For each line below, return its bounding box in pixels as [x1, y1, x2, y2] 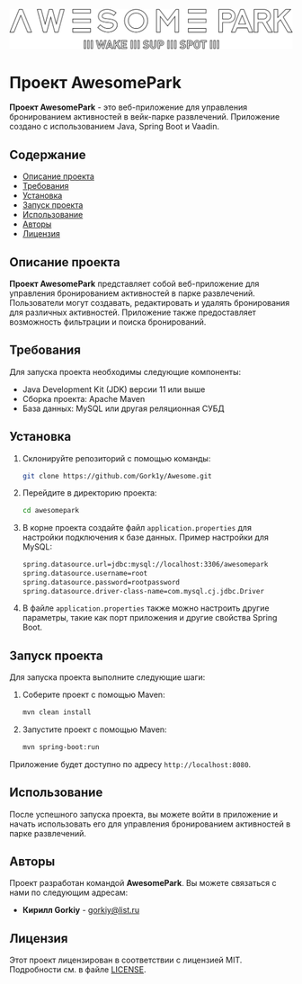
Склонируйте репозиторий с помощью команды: [22, 452, 211, 463]
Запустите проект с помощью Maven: [22, 724, 168, 735]
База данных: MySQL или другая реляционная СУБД [22, 403, 225, 414]
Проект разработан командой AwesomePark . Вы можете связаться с [9, 878, 277, 889]
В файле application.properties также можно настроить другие [22, 603, 270, 613]
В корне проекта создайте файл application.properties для [22, 523, 252, 533]
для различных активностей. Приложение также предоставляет [9, 307, 256, 318]
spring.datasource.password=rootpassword [22, 578, 180, 587]
